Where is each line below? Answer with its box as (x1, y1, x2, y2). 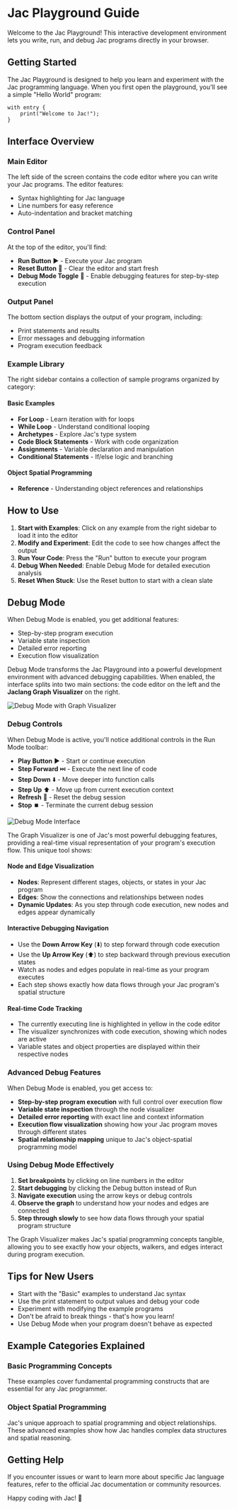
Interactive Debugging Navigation (7, 924, 109, 932)
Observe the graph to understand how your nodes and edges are (17, 1198, 209, 1207)
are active (17, 1035, 47, 1043)
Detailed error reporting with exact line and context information (17, 1112, 204, 1121)
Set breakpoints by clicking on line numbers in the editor (17, 1176, 184, 1184)
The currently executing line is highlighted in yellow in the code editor (17, 1020, 221, 1029)
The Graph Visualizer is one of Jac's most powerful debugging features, (7, 831, 218, 839)
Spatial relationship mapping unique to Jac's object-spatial (17, 1135, 192, 1143)
